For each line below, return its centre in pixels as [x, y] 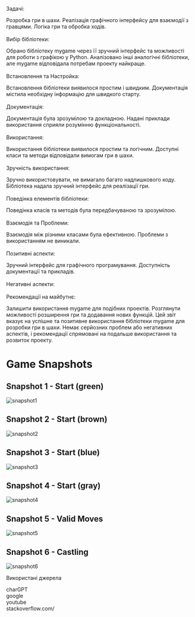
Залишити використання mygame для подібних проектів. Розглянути [93, 308]
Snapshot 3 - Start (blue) [53, 452]
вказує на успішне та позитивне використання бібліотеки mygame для [96, 321]
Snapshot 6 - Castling [47, 552]
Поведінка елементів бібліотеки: [48, 199]
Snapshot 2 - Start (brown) [57, 420]
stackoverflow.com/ [30, 609]
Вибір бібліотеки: [28, 39]
